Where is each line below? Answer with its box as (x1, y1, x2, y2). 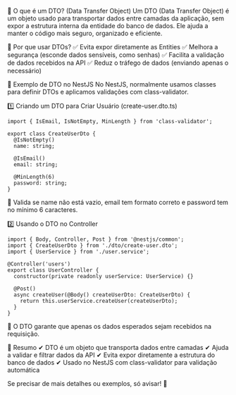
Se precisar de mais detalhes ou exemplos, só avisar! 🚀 (7, 380, 168, 387)
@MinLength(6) (13, 173, 55, 180)
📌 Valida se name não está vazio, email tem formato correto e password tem (7, 198, 229, 206)
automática (7, 366, 40, 374)
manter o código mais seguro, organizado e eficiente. (7, 29, 163, 37)
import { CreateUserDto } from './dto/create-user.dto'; (7, 242, 178, 249)
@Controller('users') (7, 261, 71, 268)
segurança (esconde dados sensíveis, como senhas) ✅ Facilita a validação (7, 51, 225, 59)
